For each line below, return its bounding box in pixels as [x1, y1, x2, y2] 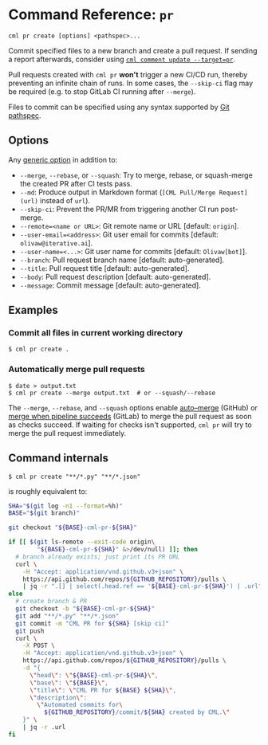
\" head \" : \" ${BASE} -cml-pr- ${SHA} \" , [29, 671, 159, 679]
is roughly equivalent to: [8, 486, 88, 496]
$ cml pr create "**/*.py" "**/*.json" [8, 472, 141, 480]
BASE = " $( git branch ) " [8, 509, 81, 517]
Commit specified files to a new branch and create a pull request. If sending [8, 45, 258, 55]
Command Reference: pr [8, 6, 174, 24]
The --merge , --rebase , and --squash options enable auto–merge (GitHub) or [8, 402, 258, 412]
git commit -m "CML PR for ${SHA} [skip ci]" [15, 619, 170, 627]
